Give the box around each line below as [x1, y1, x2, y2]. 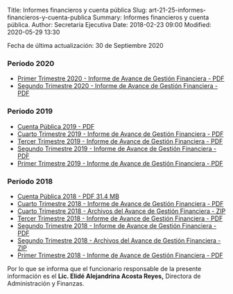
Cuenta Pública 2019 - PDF [17, 122, 95, 130]
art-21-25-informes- [148, 6, 207, 14]
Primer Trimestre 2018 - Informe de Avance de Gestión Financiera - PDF [17, 251, 223, 259]
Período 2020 [7, 58, 55, 68]
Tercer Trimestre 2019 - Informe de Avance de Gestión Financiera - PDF [17, 137, 223, 145]
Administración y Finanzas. [7, 279, 85, 287]
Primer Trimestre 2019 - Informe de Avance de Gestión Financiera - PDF [17, 159, 223, 167]
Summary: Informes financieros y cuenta [92, 13, 209, 21]
